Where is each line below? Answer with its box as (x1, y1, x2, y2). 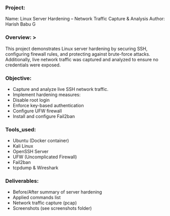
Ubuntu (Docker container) (12, 137, 69, 144)
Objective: (5, 75, 32, 82)
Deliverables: (5, 178, 39, 185)
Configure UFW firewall (12, 108, 62, 114)
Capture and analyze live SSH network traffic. (12, 86, 108, 92)
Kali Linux (12, 143, 34, 149)
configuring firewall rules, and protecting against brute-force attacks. (5, 51, 151, 57)
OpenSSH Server (12, 149, 49, 155)
